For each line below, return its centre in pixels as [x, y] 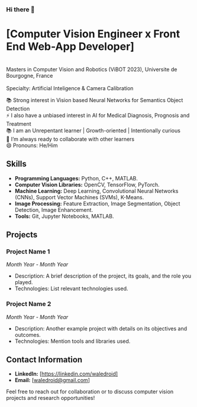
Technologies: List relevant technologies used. [71, 289]
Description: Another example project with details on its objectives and [101, 328]
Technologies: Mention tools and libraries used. [72, 341]
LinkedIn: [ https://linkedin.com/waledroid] [66, 374]
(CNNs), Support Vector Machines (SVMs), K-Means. [79, 197]
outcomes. [28, 335]
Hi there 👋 [21, 9]
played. [24, 282]
